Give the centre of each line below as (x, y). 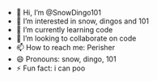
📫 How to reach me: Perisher (66, 47)
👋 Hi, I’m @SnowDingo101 (58, 13)
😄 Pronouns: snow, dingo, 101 (66, 59)
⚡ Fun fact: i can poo (51, 68)
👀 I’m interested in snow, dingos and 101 (83, 21)
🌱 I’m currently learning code (64, 30)
